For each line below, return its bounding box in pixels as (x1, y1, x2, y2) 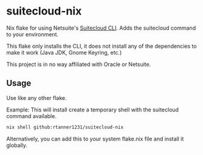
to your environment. (6, 30, 59, 38)
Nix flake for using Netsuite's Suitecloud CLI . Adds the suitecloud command (6, 24, 196, 31)
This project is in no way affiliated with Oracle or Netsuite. (6, 61, 151, 68)
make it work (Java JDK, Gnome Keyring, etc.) (6, 48, 122, 56)
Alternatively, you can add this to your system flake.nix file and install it (6, 135, 184, 142)
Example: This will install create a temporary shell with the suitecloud (6, 106, 179, 113)
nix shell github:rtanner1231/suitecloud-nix (6, 124, 123, 130)
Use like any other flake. (6, 94, 67, 101)
